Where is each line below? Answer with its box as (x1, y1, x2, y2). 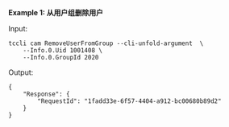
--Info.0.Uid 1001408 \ (23, 47, 103, 55)
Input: (8, 24, 28, 33)
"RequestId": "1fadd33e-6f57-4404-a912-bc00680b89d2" (37, 97, 222, 105)
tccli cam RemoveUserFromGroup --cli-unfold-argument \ (8, 39, 204, 47)
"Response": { (23, 90, 70, 98)
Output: (8, 68, 34, 77)
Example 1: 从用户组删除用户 (8, 8, 103, 17)
